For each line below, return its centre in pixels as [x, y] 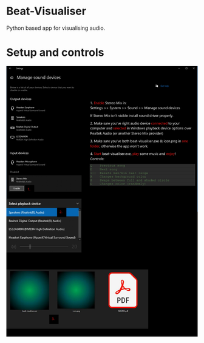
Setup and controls [55, 53]
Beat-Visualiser [46, 11]
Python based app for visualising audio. [56, 28]
